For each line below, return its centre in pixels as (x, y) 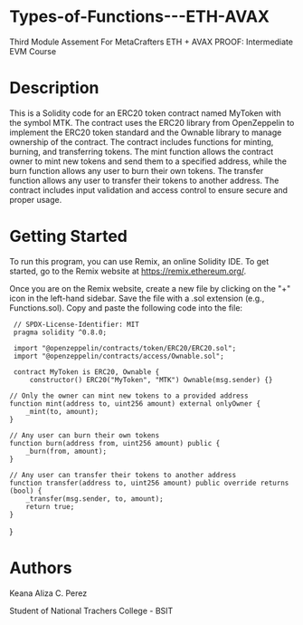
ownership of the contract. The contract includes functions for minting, (142, 141)
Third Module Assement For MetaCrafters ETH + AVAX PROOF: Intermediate (151, 42)
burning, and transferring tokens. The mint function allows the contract (142, 151)
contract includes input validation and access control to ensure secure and (148, 190)
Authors (41, 568)
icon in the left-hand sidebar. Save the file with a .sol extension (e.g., (137, 298)
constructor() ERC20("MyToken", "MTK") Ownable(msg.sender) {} (151, 380)
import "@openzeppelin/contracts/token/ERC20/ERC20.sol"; (125, 348)
